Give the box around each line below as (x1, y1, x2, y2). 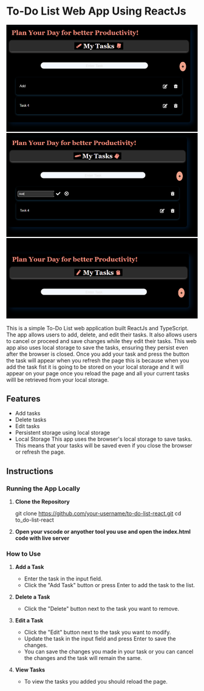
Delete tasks (15, 416, 47, 423)
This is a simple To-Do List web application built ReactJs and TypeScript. (6, 324, 189, 332)
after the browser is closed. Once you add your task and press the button (6, 350, 189, 358)
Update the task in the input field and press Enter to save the (24, 635, 176, 642)
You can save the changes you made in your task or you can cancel (24, 648, 194, 655)
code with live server (15, 534, 70, 542)
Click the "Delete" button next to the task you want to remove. (24, 605, 180, 613)
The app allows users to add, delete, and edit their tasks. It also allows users (6, 331, 197, 338)
